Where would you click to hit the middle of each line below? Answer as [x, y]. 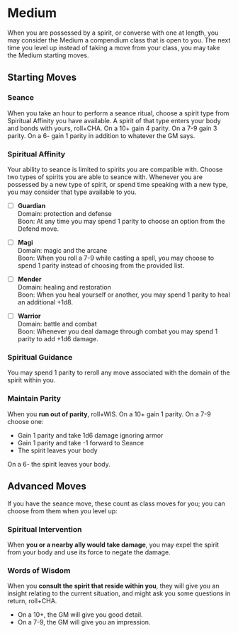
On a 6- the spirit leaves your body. [59, 464]
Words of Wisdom [39, 570]
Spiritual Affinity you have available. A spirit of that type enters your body [114, 120]
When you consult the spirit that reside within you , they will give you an [113, 586]
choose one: [25, 421]
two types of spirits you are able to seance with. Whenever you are [105, 177]
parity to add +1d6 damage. [58, 339]
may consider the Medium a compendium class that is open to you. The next [119, 40]
